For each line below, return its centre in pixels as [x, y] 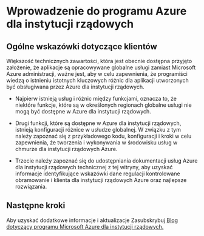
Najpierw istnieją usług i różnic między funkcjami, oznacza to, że [96, 99]
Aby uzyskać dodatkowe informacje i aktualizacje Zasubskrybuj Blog [92, 220]
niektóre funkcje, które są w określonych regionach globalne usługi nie [104, 105]
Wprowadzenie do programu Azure [97, 11]
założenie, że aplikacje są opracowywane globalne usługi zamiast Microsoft [101, 67]
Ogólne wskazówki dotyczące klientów [82, 46]
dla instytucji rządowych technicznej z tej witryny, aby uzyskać [94, 167]
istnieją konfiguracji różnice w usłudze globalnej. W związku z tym [98, 130]
